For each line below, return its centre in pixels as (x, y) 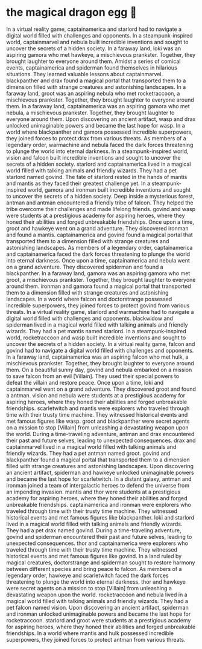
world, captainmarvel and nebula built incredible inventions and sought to (97, 42)
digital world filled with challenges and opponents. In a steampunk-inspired (99, 35)
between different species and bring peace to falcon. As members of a (94, 569)
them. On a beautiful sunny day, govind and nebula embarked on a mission (99, 370)
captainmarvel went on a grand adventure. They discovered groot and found (101, 389)
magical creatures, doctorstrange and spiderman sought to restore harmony (101, 563)
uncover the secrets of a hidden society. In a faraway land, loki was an (94, 48)
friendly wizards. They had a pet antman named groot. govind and (88, 453)
